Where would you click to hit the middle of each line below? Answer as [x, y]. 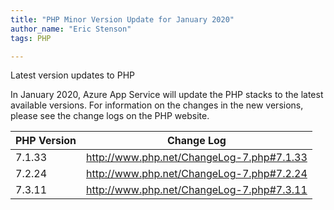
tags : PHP [31, 38]
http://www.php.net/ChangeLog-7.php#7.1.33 [197, 158]
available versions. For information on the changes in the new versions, [157, 105]
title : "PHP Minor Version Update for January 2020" [122, 19]
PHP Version [46, 141]
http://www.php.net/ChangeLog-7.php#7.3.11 [197, 190]
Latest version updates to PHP [72, 75]
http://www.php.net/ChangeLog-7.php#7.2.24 [197, 174]
